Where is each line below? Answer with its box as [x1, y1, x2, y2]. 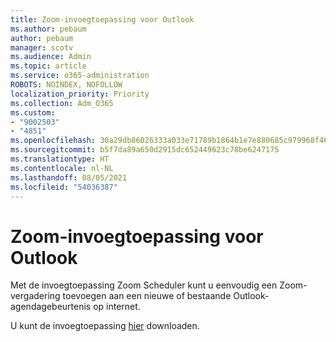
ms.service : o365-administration [10, 71, 150, 81]
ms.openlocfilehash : [10, 136, 97, 146]
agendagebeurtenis [10, 301, 92, 313]
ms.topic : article [10, 61, 87, 71]
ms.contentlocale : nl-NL [10, 163, 114, 173]
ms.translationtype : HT [10, 154, 110, 164]
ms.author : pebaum [10, 24, 87, 34]
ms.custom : [10, 107, 56, 118]
